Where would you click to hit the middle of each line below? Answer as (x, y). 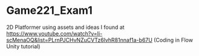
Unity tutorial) (23, 46)
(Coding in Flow (174, 40)
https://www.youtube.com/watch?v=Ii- (54, 33)
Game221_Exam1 (49, 11)
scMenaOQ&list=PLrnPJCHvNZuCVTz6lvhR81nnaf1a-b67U (80, 40)
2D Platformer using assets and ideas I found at (66, 27)
